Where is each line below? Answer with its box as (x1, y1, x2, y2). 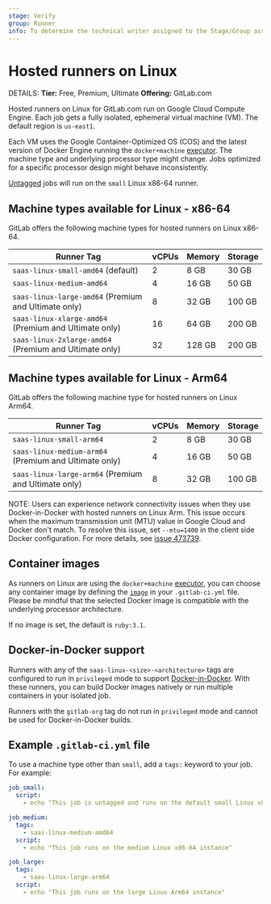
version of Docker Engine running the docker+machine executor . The (8, 146, 232, 155)
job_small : (8, 784, 45, 792)
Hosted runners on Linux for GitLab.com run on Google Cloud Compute (8, 104, 245, 114)
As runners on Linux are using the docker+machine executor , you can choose (8, 578, 261, 588)
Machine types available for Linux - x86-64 (8, 201, 231, 215)
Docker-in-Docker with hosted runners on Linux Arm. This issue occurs (8, 507, 246, 517)
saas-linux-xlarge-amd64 (12, 315, 108, 323)
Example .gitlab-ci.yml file (8, 737, 151, 752)
